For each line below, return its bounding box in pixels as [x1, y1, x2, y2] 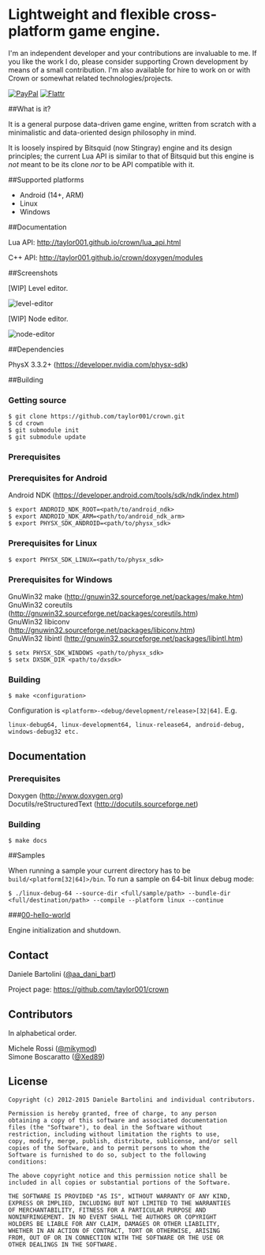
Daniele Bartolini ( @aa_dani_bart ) [8, 970, 117, 979]
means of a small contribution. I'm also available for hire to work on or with [8, 65, 251, 74]
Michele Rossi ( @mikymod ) [8, 1043, 97, 1053]
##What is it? [8, 104, 51, 114]
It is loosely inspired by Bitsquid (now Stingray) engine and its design [8, 143, 233, 152]
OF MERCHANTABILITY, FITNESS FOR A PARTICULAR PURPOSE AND [8, 1206, 207, 1214]
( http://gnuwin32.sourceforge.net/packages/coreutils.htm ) [8, 609, 199, 618]
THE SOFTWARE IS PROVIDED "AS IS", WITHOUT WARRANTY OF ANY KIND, [8, 1192, 231, 1200]
